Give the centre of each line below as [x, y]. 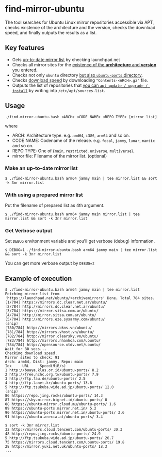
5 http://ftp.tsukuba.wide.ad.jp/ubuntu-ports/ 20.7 [59, 438]
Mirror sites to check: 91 [32, 358]
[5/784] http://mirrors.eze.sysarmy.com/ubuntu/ [55, 319]
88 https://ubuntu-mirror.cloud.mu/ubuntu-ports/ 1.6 [61, 404]
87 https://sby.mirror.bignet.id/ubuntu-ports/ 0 [56, 400]
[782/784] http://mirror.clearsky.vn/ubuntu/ [52, 336]
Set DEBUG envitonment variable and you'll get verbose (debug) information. [80, 241]
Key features [25, 48]
